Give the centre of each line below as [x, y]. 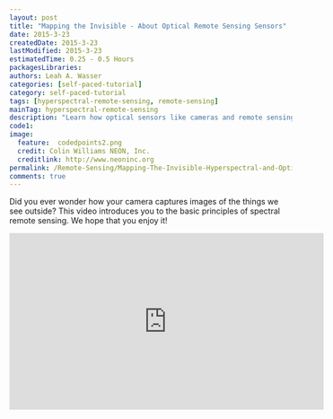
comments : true [38, 176]
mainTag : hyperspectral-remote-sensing [84, 109]
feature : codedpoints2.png [70, 143]
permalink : [30, 168]
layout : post [34, 17]
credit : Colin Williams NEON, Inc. [84, 151]
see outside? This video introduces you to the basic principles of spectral [145, 211]
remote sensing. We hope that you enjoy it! [88, 221]
